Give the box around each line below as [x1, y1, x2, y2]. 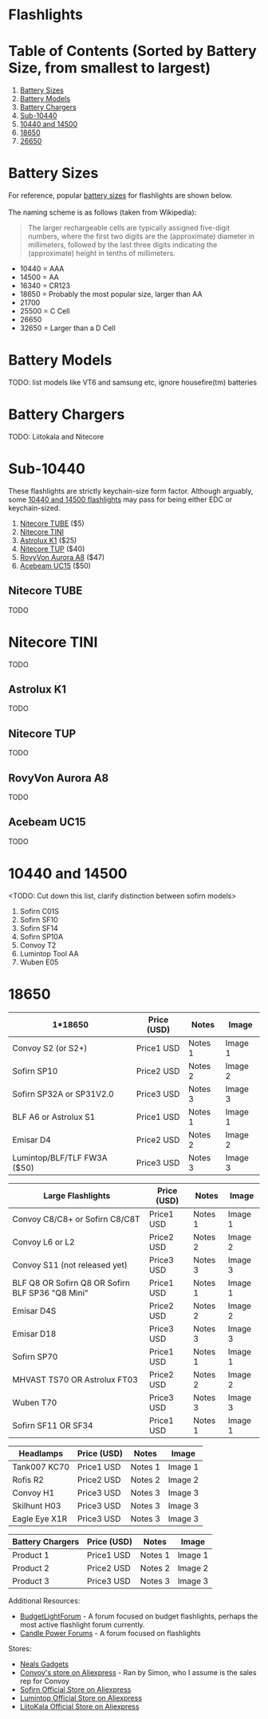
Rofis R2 [12, 1474, 44, 1485]
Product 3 [12, 1575, 49, 1587]
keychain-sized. [8, 503, 61, 512]
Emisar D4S [12, 1305, 57, 1316]
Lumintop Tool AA [19, 948, 79, 958]
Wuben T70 [12, 1397, 57, 1408]
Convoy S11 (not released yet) [12, 1259, 128, 1270]
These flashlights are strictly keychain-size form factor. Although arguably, [8, 486, 254, 495]
